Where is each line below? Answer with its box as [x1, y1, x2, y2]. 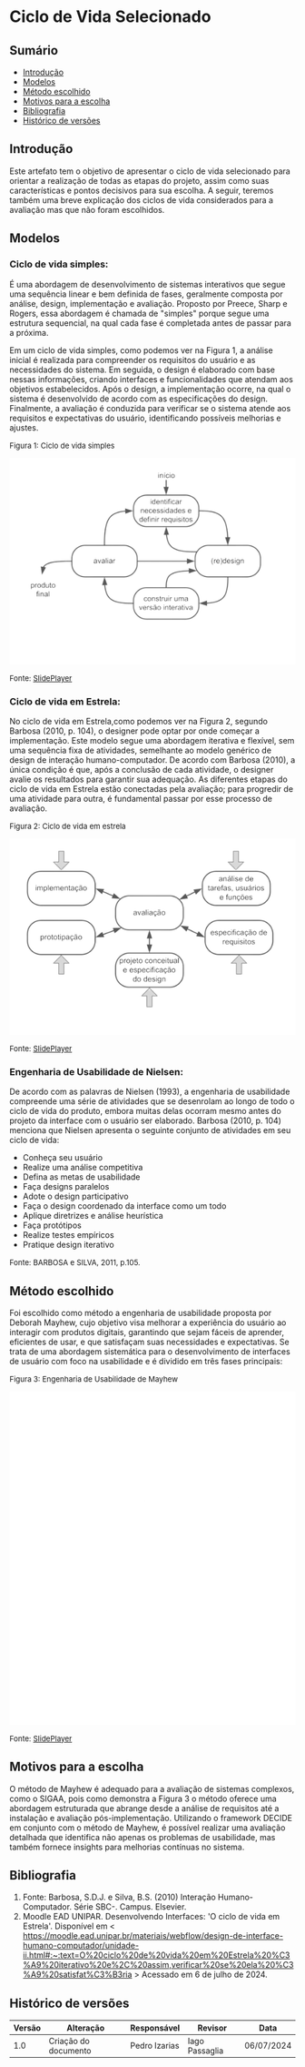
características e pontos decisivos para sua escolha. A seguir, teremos [9, 185, 274, 196]
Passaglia [187, 2045, 224, 2056]
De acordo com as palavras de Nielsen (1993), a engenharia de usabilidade [9, 1086, 290, 1098]
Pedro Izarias [130, 2041, 180, 2052]
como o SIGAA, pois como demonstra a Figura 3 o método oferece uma [9, 1793, 277, 1804]
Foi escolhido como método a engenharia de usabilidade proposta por [9, 1307, 272, 1318]
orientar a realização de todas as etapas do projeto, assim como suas [9, 175, 270, 186]
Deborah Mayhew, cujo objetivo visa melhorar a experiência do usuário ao [9, 1317, 287, 1328]
